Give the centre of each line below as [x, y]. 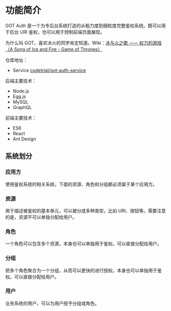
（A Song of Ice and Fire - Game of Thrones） [54, 49]
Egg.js [19, 96]
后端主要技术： [21, 81]
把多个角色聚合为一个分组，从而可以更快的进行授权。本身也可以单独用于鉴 [83, 270]
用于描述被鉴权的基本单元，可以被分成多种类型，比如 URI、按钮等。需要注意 [86, 210]
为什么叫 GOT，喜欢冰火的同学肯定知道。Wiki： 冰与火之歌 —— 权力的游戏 [83, 43]
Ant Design [25, 139]
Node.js [21, 91]
